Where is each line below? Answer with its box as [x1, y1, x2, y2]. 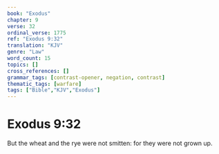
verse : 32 [7, 23, 36, 30]
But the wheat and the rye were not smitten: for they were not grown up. [7, 139, 213, 148]
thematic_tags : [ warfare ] [7, 80, 82, 87]
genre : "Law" [7, 49, 45, 56]
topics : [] [7, 61, 39, 68]
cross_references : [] [7, 67, 70, 74]
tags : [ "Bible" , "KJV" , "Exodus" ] [7, 87, 100, 93]
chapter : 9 [7, 16, 39, 23]
